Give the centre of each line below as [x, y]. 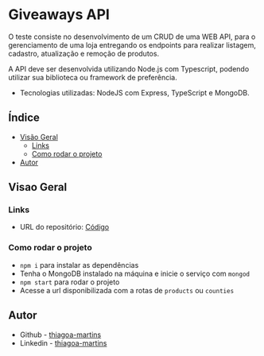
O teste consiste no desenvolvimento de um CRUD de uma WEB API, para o [132, 37]
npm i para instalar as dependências [79, 265]
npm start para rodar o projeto [70, 282]
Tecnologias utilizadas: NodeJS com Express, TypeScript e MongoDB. [135, 92]
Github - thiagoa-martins [60, 335]
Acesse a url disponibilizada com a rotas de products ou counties [127, 290]
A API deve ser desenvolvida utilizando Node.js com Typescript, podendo [129, 68]
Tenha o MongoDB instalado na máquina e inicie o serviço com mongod [135, 273]
